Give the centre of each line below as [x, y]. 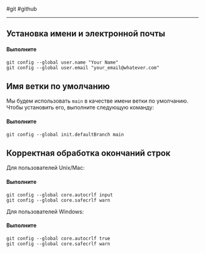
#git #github [22, 9]
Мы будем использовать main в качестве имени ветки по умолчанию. [98, 101]
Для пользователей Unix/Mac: [45, 168]
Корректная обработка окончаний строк [88, 153]
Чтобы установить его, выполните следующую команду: [80, 108]
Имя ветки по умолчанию [58, 86]
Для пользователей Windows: [45, 211]
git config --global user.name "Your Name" [63, 62]
